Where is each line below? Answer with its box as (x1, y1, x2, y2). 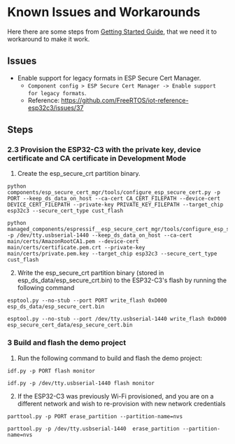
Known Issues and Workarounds (7, 4, 201, 20)
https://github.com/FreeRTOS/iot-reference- (61, 96, 189, 104)
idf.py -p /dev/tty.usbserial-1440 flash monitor (7, 380, 155, 387)
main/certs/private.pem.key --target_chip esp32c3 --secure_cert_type (7, 250, 218, 258)
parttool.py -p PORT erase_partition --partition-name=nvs (7, 412, 183, 420)
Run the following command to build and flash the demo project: (17, 354, 203, 362)
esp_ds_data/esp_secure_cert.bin (7, 303, 105, 310)
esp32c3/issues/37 (27, 103, 84, 112)
